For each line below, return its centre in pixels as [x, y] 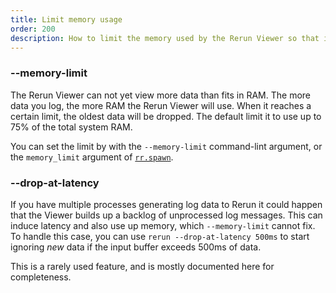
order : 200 [33, 29]
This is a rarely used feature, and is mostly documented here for [142, 266]
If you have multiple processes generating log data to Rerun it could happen [166, 204]
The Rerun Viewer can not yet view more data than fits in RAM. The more [161, 95]
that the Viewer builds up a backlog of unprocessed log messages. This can [166, 215]
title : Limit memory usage [66, 19]
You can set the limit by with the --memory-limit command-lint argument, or [166, 146]
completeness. [41, 277]
